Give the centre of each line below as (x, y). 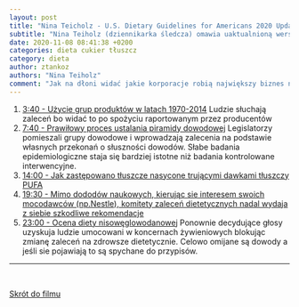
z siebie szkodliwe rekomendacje (83, 213)
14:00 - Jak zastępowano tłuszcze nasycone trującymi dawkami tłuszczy (155, 175)
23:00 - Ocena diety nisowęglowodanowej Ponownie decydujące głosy (152, 222)
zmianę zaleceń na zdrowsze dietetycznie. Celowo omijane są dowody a (155, 241)
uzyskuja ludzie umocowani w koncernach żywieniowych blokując (144, 231)
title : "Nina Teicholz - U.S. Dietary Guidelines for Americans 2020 (141, 26)
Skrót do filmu (35, 294)
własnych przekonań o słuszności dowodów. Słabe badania (131, 147)
